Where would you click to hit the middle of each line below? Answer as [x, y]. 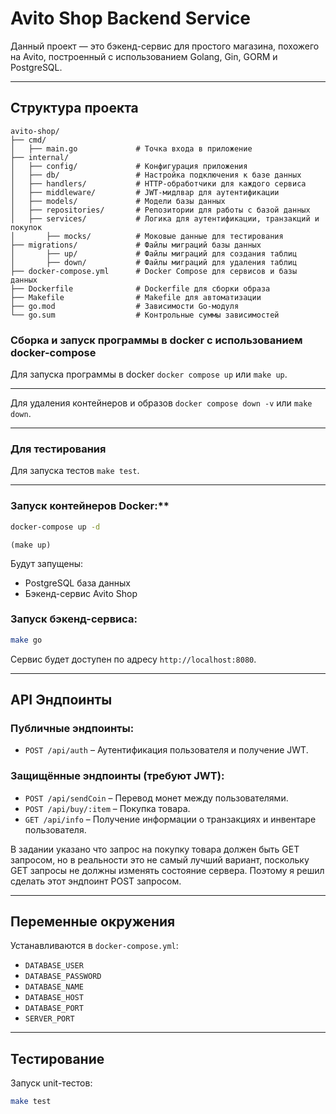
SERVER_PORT [49, 1019]
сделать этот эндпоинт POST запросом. [96, 881]
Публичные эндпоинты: [72, 728]
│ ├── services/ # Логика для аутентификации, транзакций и [165, 218]
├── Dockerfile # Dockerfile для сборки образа [140, 288]
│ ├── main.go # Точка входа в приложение [131, 148]
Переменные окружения [93, 922]
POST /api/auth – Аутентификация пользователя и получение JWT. [166, 750]
